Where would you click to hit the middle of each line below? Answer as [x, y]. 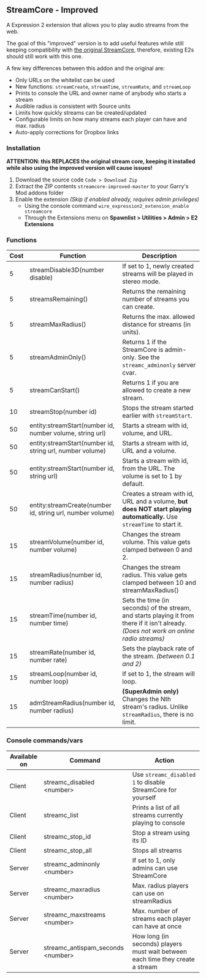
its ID [139, 840]
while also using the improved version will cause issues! [79, 168]
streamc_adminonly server [159, 365]
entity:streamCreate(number [71, 505]
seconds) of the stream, [157, 608]
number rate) [48, 660]
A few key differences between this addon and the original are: [86, 68]
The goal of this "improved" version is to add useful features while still [95, 43]
